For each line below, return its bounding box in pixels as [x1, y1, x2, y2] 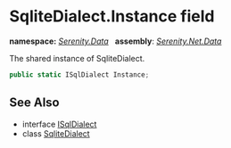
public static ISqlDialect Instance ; [9, 70, 150, 79]
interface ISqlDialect [21, 119, 97, 129]
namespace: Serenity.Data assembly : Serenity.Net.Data [9, 36, 222, 46]
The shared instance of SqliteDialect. [9, 53, 145, 63]
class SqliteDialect [21, 127, 91, 139]
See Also [9, 95, 60, 111]
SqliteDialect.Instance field [9, 6, 215, 27]
